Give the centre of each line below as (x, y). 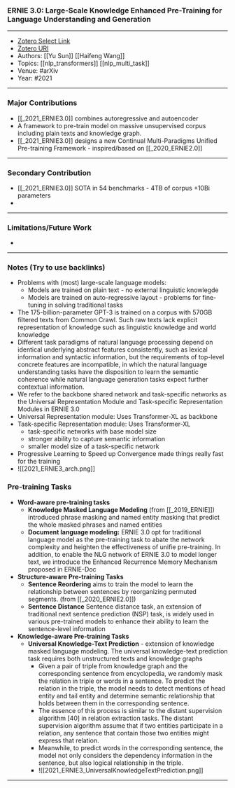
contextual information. (51, 387)
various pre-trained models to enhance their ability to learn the (118, 621)
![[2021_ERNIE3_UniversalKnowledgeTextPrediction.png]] (121, 770)
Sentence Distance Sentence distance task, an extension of (114, 606)
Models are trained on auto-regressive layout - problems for (114, 298)
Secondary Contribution (49, 172)
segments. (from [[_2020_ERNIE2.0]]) (82, 599)
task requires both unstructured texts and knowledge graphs (115, 658)
